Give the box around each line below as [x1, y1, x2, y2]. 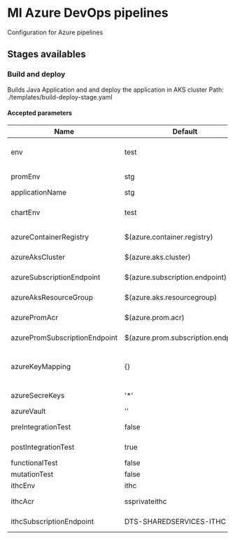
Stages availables [7, 48, 86, 60]
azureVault [10, 406, 46, 416]
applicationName [10, 187, 67, 197]
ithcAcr [10, 496, 35, 506]
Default [172, 126, 198, 136]
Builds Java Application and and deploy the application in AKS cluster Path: [7, 85, 224, 94]
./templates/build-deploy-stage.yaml [7, 92, 113, 101]
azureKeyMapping [10, 361, 71, 371]
